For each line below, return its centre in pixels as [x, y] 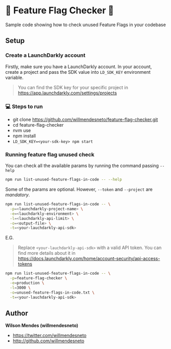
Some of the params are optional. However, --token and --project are [79, 190]
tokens [25, 264]
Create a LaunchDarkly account [45, 55]
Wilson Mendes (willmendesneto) [42, 325]
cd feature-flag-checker [38, 125]
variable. [15, 77]
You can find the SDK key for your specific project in [73, 87]
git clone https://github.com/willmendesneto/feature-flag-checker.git [85, 119]
